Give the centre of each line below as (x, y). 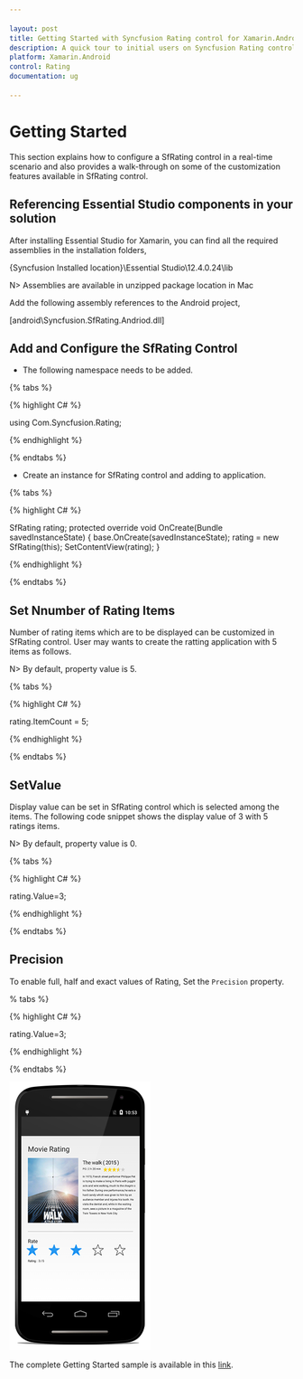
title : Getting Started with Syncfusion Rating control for (125, 38)
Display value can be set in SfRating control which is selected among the (144, 807)
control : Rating (40, 67)
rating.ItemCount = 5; (49, 722)
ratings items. (35, 826)
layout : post (34, 28)
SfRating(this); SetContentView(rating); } (85, 547)
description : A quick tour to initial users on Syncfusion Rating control (153, 48)
